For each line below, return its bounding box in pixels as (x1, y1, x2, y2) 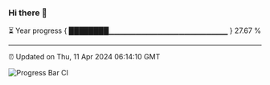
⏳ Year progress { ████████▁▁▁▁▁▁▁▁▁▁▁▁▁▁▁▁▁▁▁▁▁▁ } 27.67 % (8, 26, 262, 35)
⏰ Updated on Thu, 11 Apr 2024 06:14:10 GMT (8, 52, 161, 62)
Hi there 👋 (8, 7, 48, 18)
